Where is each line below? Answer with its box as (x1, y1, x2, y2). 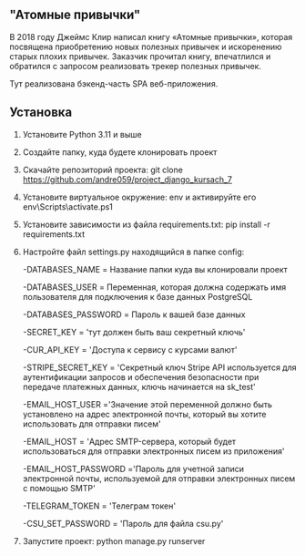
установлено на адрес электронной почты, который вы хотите (22, 408, 267, 419)
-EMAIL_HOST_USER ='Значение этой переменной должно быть (22, 398, 273, 409)
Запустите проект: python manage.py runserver (22, 535, 206, 546)
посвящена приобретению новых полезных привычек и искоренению (9, 41, 282, 52)
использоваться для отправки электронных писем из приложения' (22, 446, 285, 457)
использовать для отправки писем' (22, 418, 161, 429)
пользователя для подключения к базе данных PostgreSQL (22, 291, 253, 302)
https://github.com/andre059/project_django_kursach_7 (22, 173, 233, 185)
